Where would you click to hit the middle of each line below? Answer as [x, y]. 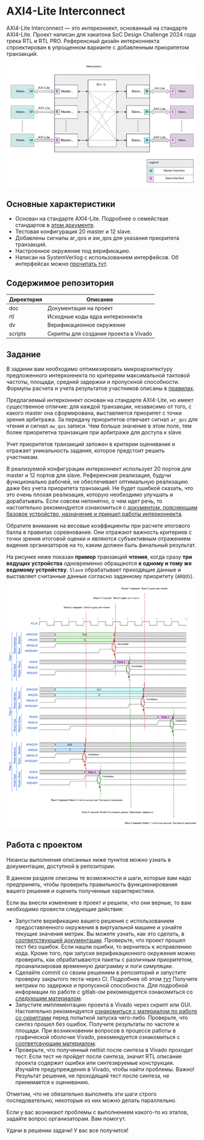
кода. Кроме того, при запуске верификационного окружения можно [105, 953]
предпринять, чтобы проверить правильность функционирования [92, 884]
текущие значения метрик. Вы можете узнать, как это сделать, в [100, 934]
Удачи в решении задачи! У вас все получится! [67, 1130]
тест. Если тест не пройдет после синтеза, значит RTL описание [98, 1056]
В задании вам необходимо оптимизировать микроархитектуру [90, 369]
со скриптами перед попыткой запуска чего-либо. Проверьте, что [101, 1017]
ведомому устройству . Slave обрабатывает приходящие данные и [93, 570]
